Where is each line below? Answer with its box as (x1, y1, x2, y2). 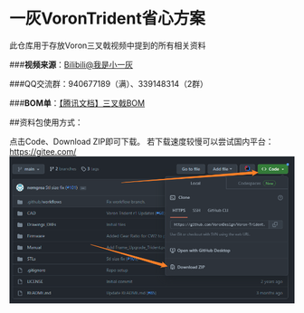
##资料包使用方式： (9, 117, 83, 128)
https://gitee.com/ (9, 146, 77, 156)
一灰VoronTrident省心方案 (9, 8, 205, 29)
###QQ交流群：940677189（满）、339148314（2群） (9, 78, 208, 89)
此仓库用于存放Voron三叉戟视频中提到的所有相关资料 (9, 40, 206, 51)
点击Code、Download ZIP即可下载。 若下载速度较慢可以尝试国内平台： (9, 136, 274, 147)
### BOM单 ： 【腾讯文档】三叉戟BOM (9, 97, 146, 109)
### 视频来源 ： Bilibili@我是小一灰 (9, 59, 134, 70)
